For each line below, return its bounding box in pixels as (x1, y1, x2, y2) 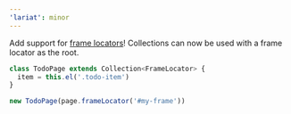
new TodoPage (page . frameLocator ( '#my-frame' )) (9, 97, 186, 106)
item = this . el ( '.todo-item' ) (17, 72, 129, 81)
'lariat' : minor (9, 12, 70, 22)
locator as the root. (9, 46, 79, 58)
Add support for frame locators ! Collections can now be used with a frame (9, 37, 283, 48)
